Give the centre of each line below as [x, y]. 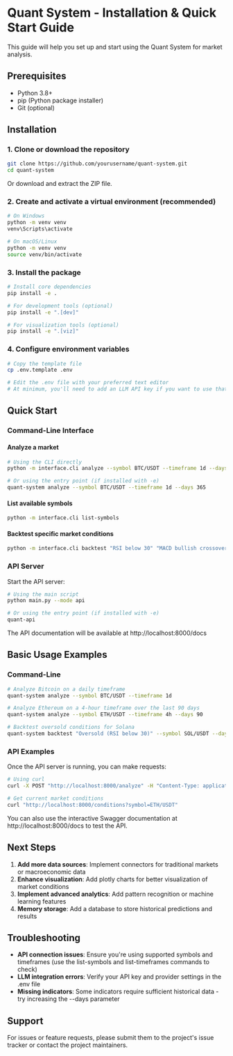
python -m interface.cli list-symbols [63, 518]
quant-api [21, 620]
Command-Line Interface [51, 431]
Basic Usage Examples [57, 655]
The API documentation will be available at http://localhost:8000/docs [107, 633]
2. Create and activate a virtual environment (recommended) [112, 202]
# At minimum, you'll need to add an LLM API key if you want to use [110, 389]
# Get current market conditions [55, 798]
